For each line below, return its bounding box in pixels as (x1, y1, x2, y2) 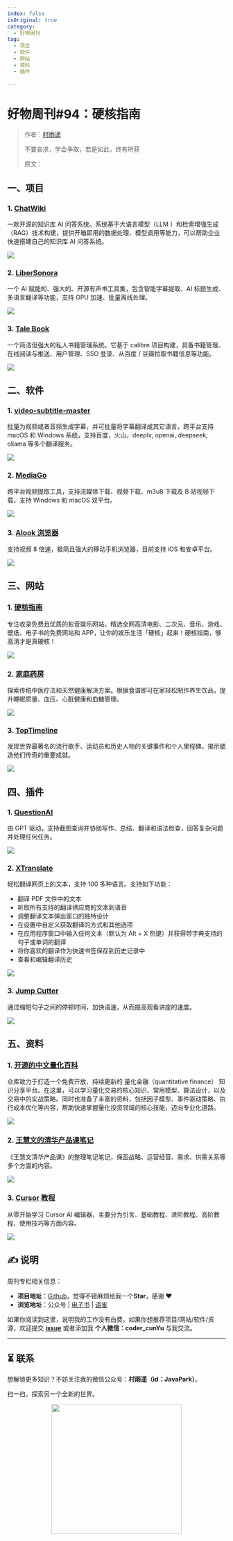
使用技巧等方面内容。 (19, 1219, 80, 1227)
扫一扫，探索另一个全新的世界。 (7, 1390, 98, 1398)
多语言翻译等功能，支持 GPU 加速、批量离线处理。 (7, 293, 151, 302)
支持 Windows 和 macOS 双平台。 (19, 496, 116, 504)
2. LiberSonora (7, 268, 58, 278)
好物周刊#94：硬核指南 (7, 106, 141, 122)
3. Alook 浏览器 (7, 528, 59, 537)
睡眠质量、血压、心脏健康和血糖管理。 (12, 695, 123, 703)
